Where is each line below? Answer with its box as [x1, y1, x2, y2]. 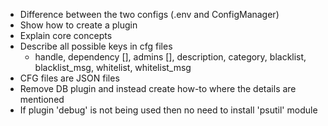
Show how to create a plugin [19, 19, 138, 31]
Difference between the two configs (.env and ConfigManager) [19, 9, 280, 20]
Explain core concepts [19, 30, 113, 41]
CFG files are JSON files [19, 72, 120, 84]
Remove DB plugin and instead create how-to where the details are [19, 83, 297, 94]
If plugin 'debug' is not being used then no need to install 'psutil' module [19, 104, 318, 116]
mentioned [19, 94, 65, 105]
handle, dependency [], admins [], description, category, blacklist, [34, 51, 307, 63]
